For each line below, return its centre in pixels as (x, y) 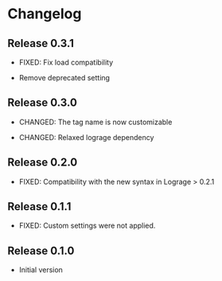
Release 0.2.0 (43, 163)
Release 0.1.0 (41, 250)
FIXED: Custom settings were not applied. (87, 226)
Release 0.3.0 (42, 103)
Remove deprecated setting (64, 78)
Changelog (45, 14)
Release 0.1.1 (39, 207)
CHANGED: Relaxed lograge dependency (86, 137)
